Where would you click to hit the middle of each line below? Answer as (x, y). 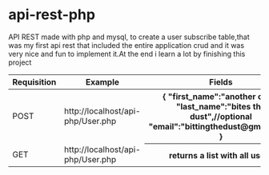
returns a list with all (209, 155)
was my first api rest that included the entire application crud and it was (126, 45)
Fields (221, 82)
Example (102, 82)
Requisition (34, 82)
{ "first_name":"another (209, 96)
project (20, 62)
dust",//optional (221, 116)
